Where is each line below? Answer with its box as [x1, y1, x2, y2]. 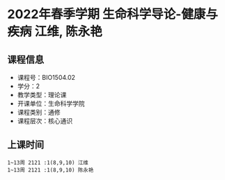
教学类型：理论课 [17, 91, 67, 99]
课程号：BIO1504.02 [17, 74, 75, 81]
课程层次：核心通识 [17, 117, 73, 125]
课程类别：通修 [17, 108, 61, 116]
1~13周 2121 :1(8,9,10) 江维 [7, 159, 89, 166]
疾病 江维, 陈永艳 [7, 24, 102, 40]
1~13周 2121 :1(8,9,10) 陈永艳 [7, 166, 94, 174]
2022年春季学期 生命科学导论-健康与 [7, 6, 218, 22]
